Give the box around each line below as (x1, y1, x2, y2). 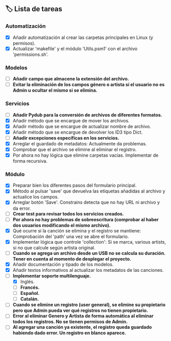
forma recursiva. (12, 158, 47, 164)
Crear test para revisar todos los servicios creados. (12, 210, 124, 217)
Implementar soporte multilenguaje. (12, 272, 91, 279)
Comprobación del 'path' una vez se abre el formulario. (12, 233, 129, 240)
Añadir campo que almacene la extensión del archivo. (12, 76, 129, 82)
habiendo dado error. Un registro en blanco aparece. (12, 330, 127, 336)
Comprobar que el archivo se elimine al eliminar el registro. (12, 146, 137, 153)
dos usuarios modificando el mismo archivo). (12, 222, 111, 228)
